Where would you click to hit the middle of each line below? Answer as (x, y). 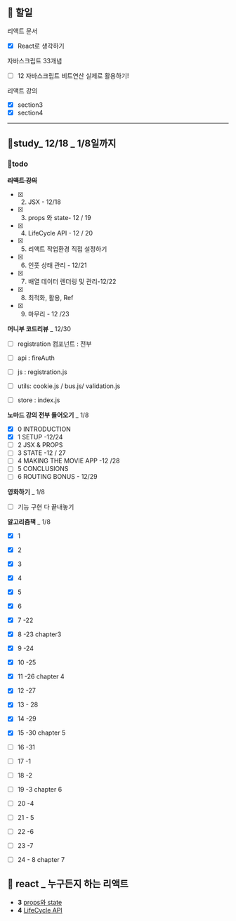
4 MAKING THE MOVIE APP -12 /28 (68, 461)
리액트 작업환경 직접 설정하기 (67, 249)
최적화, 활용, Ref (51, 297)
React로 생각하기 (41, 46)
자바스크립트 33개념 (35, 60)
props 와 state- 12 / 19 (59, 217)
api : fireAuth (36, 358)
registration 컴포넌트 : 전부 (54, 344)
